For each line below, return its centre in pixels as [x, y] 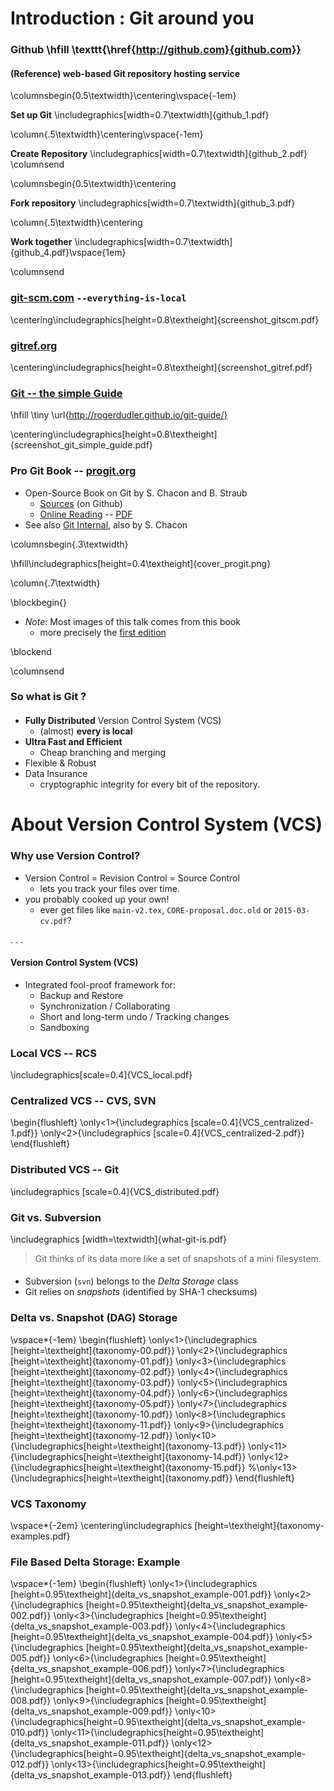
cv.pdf [53, 921]
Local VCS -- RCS [53, 1053]
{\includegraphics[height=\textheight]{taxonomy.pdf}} [121, 1478]
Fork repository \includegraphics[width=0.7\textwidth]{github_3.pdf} [153, 203]
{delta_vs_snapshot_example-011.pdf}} [90, 1743]
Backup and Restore [81, 995]
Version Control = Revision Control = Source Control [132, 878]
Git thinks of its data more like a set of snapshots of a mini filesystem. [178, 1258]
